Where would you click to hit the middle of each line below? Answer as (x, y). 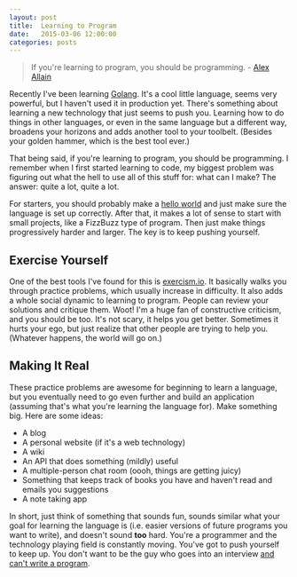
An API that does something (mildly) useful (100, 461)
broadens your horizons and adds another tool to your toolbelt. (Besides (141, 132)
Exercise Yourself (59, 260)
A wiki (33, 451)
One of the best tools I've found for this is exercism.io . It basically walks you (148, 281)
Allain (41, 77)
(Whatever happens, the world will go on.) (86, 338)
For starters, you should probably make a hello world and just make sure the (148, 204)
